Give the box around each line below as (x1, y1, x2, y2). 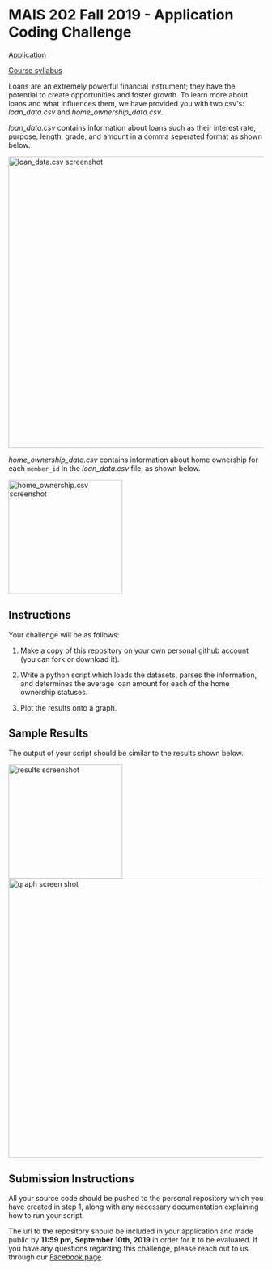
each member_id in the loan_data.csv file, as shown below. (8, 463, 201, 473)
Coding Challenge (8, 23, 132, 41)
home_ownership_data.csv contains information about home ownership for (8, 455, 259, 464)
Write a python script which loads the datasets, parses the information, (19, 670, 257, 680)
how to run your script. (8, 1211, 85, 1220)
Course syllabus (8, 65, 62, 75)
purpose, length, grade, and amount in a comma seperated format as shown (8, 132, 263, 141)
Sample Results (8, 727, 89, 741)
